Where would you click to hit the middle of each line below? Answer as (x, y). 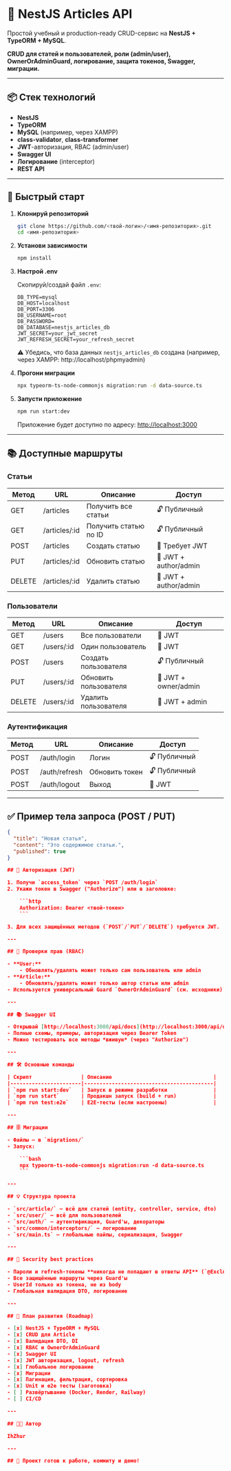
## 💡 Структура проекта (41, 1197)
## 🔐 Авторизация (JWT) (41, 870)
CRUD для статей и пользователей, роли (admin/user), (89, 54)
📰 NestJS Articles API (70, 14)
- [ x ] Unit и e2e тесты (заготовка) (59, 1386)
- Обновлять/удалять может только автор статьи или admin (104, 983)
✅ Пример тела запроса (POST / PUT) (91, 816)
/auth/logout (60, 785)
